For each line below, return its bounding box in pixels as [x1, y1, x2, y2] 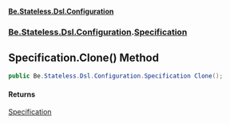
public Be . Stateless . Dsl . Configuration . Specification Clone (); [8, 72, 224, 80]
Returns [8, 89, 36, 99]
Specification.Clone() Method [8, 50, 160, 64]
